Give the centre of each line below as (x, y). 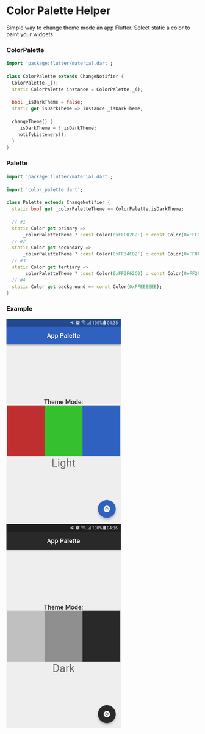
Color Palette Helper (59, 11)
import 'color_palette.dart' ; (45, 190)
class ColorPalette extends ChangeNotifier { (65, 76)
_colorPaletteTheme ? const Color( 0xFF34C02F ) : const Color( (103, 254)
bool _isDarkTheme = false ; (48, 102)
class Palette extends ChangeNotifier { (59, 203)
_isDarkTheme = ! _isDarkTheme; (57, 128)
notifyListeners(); (42, 134)
